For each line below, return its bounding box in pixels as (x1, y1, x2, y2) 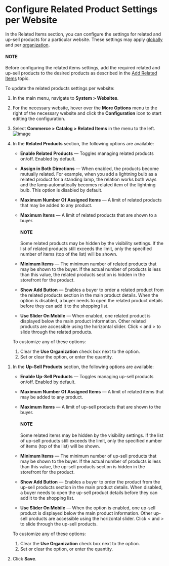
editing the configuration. (12, 115, 66, 122)
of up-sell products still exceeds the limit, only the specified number (20, 437, 162, 443)
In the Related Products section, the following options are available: (12, 141, 154, 147)
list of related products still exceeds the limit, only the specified (20, 246, 152, 252)
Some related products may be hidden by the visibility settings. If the (20, 240, 163, 247)
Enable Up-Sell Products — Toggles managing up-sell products (20, 374, 154, 380)
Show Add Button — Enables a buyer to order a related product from (20, 287, 164, 293)
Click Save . (12, 555, 37, 561)
